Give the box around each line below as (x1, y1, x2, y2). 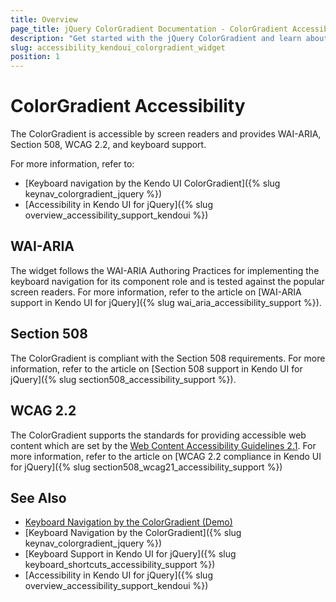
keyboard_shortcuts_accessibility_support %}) (24, 559, 216, 571)
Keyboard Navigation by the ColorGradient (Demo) (24, 516, 233, 528)
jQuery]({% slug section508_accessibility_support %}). (10, 373, 237, 385)
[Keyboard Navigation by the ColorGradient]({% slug (24, 527, 242, 539)
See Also (10, 489, 67, 506)
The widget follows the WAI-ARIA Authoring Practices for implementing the (10, 264, 320, 276)
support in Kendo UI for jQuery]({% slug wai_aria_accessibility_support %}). (10, 296, 322, 308)
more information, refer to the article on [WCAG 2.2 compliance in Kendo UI (10, 450, 322, 462)
